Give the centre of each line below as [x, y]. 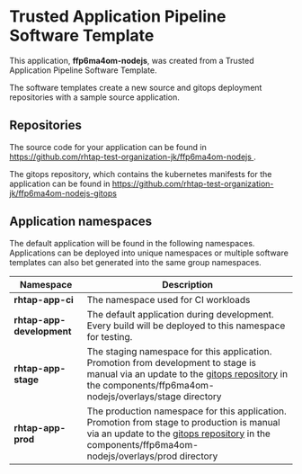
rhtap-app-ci [44, 300]
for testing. [110, 336]
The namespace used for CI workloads [169, 300]
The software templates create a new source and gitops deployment [136, 87]
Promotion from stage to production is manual [183, 422]
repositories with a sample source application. [94, 97]
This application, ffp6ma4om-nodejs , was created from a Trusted [132, 60]
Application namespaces [81, 222]
